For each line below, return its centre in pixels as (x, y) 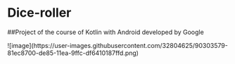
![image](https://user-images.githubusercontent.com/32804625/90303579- (118, 45)
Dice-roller (39, 13)
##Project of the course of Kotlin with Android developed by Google (106, 32)
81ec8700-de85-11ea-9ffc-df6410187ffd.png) (73, 53)
